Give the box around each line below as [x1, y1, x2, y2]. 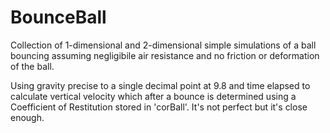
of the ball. [10, 60, 55, 72]
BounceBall [10, 6, 107, 29]
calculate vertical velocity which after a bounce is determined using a [10, 90, 297, 102]
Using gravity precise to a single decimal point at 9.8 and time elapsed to [10, 79, 311, 91]
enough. [10, 111, 45, 123]
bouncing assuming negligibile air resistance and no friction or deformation [10, 49, 320, 61]
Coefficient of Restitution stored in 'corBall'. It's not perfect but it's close [10, 101, 308, 113]
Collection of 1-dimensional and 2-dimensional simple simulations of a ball [10, 39, 317, 51]
